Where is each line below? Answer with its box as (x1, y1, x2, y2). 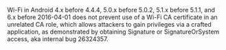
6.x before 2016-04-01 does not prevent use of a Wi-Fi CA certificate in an (7, 13, 218, 21)
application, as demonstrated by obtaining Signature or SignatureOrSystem (7, 27, 220, 36)
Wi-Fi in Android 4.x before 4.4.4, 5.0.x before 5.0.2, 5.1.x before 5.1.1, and (7, 6, 215, 14)
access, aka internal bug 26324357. (7, 35, 109, 43)
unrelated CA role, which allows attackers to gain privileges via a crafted (7, 21, 212, 28)
